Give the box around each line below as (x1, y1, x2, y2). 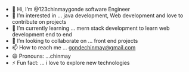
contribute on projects (11, 18, 67, 25)
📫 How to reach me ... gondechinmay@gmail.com (11, 44, 136, 51)
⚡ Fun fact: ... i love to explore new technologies (11, 60, 130, 66)
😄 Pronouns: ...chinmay (11, 52, 72, 60)
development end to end (11, 31, 73, 38)
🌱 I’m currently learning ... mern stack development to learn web (11, 24, 170, 32)
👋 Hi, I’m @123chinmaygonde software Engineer (11, 6, 131, 12)
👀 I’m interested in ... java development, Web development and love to (11, 12, 184, 19)
